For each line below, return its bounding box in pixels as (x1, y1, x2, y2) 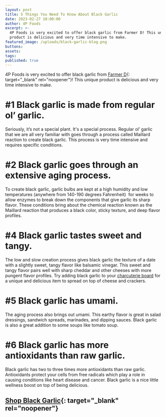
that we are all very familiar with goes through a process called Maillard (5, 132, 151, 138)
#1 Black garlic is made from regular (5, 100, 155, 110)
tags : (5, 53, 16, 58)
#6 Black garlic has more (5, 340, 109, 351)
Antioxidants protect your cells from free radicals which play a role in (5, 371, 145, 377)
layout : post (5, 7, 32, 12)
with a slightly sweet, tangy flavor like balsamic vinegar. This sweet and (5, 262, 151, 268)
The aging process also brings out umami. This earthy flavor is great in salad (5, 312, 161, 317)
